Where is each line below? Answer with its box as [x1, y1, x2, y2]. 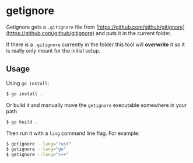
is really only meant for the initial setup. [6, 47, 101, 54]
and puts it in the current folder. [96, 29, 172, 36]
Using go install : [6, 79, 50, 86]
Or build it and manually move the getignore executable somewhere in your [6, 101, 187, 109]
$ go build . [6, 119, 38, 125]
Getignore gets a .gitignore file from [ [6, 23, 99, 30]
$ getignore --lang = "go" [6, 146, 66, 152]
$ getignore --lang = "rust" [6, 141, 72, 147]
